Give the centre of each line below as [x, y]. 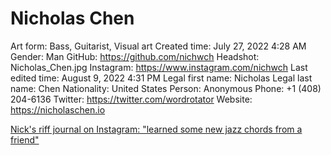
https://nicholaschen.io [58, 109]
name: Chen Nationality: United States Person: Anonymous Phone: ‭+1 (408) [166, 88]
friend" [25, 139]
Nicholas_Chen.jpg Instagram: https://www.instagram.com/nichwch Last [159, 67]
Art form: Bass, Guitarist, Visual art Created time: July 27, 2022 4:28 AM [158, 46]
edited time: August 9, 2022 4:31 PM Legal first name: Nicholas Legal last [161, 78]
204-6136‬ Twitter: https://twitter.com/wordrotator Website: [131, 99]
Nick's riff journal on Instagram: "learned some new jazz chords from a [156, 129]
